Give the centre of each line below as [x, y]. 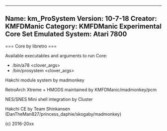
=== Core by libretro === [31, 46]
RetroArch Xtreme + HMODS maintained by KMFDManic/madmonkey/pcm [81, 89]
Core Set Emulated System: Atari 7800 [66, 34]
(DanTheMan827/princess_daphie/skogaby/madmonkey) [63, 114]
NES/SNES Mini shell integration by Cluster [49, 99]
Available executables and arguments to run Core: [56, 55]
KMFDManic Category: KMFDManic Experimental [83, 26]
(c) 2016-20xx [20, 124]
